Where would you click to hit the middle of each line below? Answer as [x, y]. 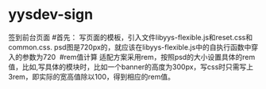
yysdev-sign [51, 15]
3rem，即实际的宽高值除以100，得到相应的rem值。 [91, 76]
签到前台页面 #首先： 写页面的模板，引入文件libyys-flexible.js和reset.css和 [130, 37]
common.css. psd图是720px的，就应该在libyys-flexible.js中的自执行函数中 [130, 47]
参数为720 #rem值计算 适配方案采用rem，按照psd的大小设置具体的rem [139, 57]
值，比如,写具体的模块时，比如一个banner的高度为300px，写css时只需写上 [131, 67]
